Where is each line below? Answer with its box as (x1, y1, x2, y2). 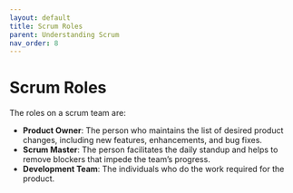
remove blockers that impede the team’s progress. (22, 154, 210, 165)
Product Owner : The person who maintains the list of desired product (22, 125, 284, 136)
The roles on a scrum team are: (9, 108, 127, 119)
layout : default (9, 13, 71, 23)
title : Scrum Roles (9, 22, 83, 31)
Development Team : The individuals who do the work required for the (22, 164, 285, 175)
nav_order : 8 (9, 38, 59, 48)
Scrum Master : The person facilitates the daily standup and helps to (22, 144, 278, 155)
